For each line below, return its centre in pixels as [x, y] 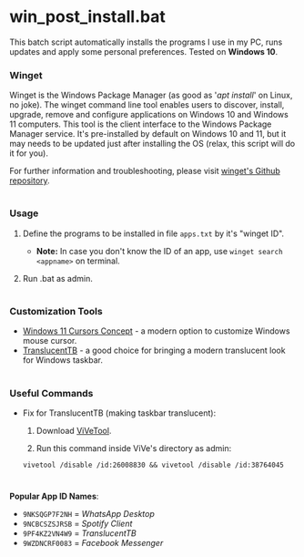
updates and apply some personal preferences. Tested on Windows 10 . [144, 51]
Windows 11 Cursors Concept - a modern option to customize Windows [156, 331]
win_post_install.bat [87, 17]
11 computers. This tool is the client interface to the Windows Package [141, 124]
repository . [30, 181]
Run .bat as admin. [57, 278]
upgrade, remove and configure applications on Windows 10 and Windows [149, 115]
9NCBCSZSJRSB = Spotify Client [77, 524]
